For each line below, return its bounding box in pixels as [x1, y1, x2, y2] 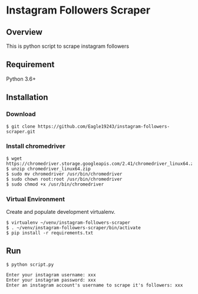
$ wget [6, 156, 22, 161]
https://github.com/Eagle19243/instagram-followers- [37, 123, 170, 130]
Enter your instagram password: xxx [6, 277, 96, 283]
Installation [6, 93, 48, 103]
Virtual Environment [6, 195, 65, 203]
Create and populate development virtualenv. [6, 209, 116, 216]
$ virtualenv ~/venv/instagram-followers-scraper [6, 220, 131, 226]
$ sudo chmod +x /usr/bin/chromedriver [6, 181, 104, 187]
